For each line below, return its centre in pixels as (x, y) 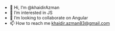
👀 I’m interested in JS (31, 13)
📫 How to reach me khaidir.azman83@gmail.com (60, 23)
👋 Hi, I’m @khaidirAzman (34, 8)
